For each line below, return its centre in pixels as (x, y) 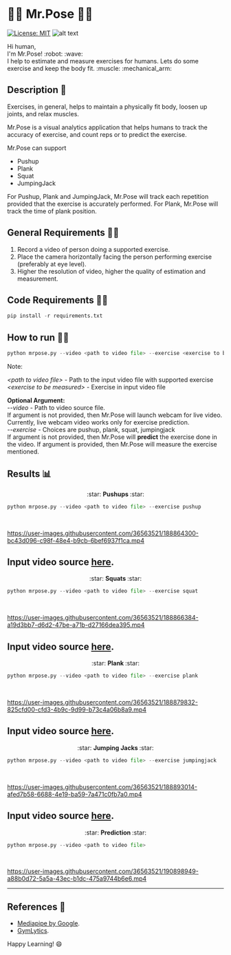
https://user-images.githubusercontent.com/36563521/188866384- (103, 618)
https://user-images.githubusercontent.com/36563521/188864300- (103, 533)
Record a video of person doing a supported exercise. (93, 249)
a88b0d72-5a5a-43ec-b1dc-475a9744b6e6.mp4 (77, 879)
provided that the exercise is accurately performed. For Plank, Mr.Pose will (113, 204)
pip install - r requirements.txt (55, 316)
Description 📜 (37, 90)
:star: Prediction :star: (115, 833)
